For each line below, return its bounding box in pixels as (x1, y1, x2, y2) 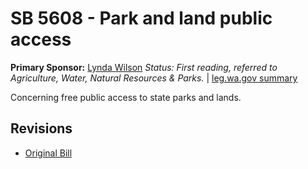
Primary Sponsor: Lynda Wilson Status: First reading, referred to (10, 61, 278, 73)
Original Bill (24, 147, 73, 159)
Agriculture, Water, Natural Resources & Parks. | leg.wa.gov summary (10, 72, 298, 84)
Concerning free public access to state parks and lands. (10, 91, 242, 103)
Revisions (10, 120, 73, 137)
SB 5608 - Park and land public (10, 7, 273, 30)
